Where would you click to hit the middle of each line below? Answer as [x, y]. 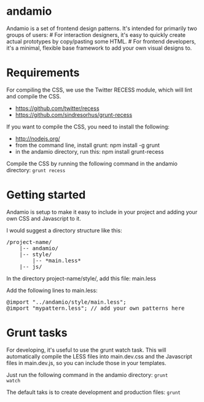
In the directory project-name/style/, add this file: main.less [81, 278]
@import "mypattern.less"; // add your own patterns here [96, 308]
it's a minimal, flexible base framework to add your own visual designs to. [99, 48]
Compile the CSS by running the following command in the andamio [92, 164]
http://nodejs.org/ [37, 138]
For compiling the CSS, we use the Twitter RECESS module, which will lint [99, 90]
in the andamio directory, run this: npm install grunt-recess [89, 151]
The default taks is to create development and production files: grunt [94, 392]
